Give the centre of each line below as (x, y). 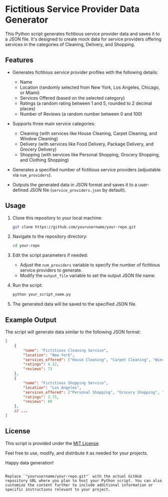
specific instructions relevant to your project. (58, 489)
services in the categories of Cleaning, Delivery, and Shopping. (70, 44)
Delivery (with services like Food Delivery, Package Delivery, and (87, 144)
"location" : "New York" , (49, 355)
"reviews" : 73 (38, 369)
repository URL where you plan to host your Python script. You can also (84, 480)
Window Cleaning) (39, 138)
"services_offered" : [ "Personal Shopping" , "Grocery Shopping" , (91, 392)
